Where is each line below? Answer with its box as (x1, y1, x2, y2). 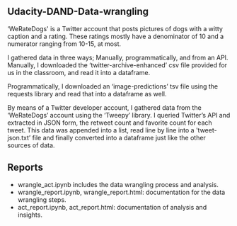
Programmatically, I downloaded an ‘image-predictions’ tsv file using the (7, 81, 219, 91)
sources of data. (7, 141, 55, 149)
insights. (17, 210, 42, 219)
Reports (7, 162, 44, 174)
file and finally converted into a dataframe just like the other (32, 133, 207, 142)
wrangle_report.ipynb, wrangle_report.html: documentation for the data (17, 188, 226, 196)
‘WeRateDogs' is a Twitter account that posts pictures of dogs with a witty (7, 24, 223, 33)
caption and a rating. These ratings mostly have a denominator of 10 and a (7, 32, 224, 40)
